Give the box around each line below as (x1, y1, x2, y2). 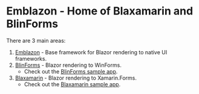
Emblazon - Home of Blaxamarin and (6, 4, 194, 18)
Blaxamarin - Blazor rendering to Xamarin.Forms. (15, 74, 137, 81)
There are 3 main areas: (6, 37, 66, 44)
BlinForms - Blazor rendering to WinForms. (15, 61, 122, 69)
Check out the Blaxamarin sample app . (24, 80, 121, 88)
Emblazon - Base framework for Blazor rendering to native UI (15, 48, 168, 55)
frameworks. (15, 55, 47, 62)
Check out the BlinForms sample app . (24, 67, 118, 75)
